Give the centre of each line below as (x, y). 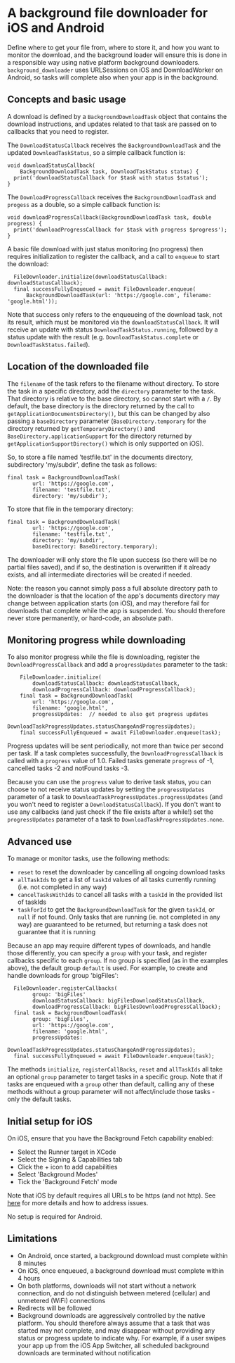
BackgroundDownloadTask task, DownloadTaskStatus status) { (109, 171)
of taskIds (32, 902)
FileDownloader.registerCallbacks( (66, 988)
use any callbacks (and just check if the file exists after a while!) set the (110, 812)
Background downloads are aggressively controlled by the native (111, 1315)
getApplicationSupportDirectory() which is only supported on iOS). (106, 443)
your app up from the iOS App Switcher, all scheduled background (113, 1345)
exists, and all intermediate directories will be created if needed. (100, 574)
